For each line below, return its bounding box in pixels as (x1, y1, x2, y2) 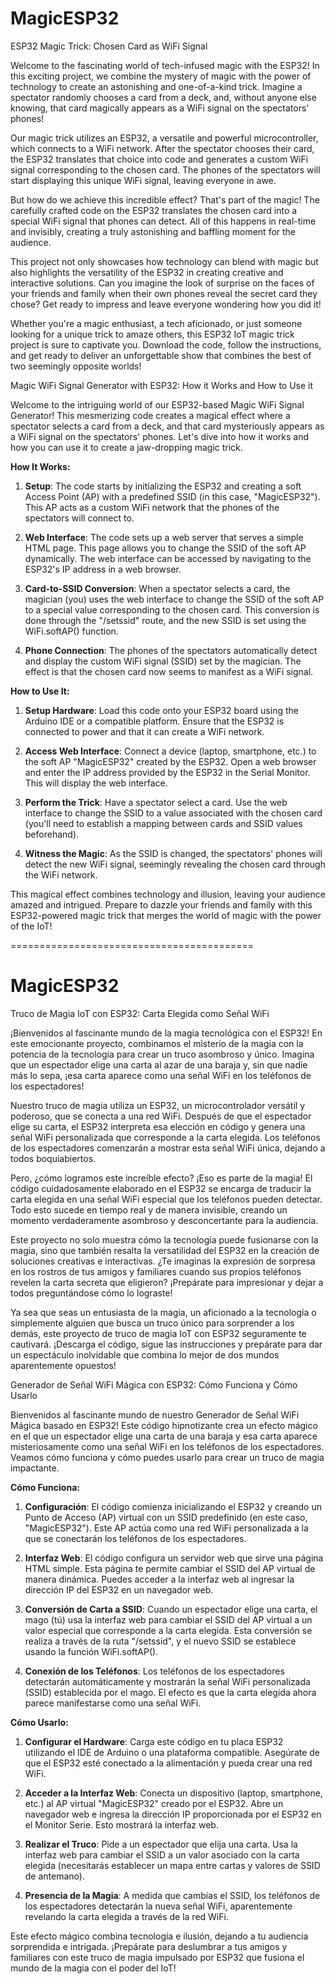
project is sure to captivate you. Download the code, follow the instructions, (10, 338, 322, 351)
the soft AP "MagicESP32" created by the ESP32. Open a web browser (24, 755, 317, 767)
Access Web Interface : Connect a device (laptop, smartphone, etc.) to (24, 745, 317, 757)
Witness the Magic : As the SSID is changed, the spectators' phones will (24, 847, 323, 859)
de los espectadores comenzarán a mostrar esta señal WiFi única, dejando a (10, 1142, 326, 1154)
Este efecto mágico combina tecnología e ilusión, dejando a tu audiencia (10, 1930, 309, 1942)
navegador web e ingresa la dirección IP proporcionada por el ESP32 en (24, 1808, 322, 1820)
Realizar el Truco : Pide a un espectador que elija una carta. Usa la (24, 1838, 298, 1850)
